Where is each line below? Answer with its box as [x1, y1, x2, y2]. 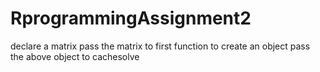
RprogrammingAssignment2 [10, 7, 252, 30]
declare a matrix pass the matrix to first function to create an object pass [10, 40, 311, 52]
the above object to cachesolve [10, 50, 140, 62]
